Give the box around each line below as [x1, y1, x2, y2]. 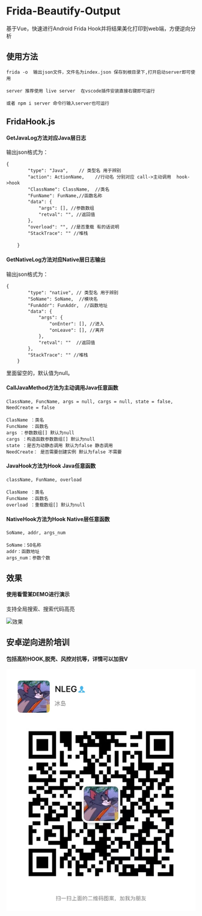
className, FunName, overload [6, 477, 82, 483]
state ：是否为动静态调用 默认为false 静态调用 [6, 442, 113, 448]
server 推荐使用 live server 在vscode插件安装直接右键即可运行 [6, 88, 155, 94]
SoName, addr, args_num [6, 530, 66, 536]
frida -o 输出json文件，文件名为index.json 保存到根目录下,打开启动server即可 [6, 69, 191, 75]
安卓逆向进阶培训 [6, 637, 70, 647]
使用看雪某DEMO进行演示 [6, 591, 70, 598]
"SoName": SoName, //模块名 [28, 296, 98, 302]
